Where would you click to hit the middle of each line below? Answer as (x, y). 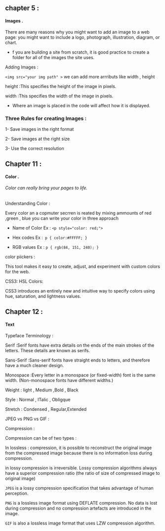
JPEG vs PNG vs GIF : (27, 419)
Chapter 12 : (24, 312)
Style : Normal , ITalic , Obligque (38, 399)
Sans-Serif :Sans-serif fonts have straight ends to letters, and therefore (78, 360)
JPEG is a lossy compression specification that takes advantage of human (80, 488)
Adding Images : (22, 67)
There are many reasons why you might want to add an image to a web (77, 32)
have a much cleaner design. (35, 365)
